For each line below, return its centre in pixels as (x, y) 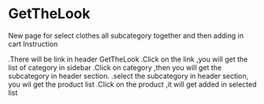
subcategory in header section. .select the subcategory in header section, (128, 76)
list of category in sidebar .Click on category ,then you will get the (115, 67)
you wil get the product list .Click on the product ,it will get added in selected (132, 84)
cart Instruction (33, 43)
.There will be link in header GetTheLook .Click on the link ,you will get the (128, 59)
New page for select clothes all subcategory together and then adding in (126, 35)
